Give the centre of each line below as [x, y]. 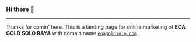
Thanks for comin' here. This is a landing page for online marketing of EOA [96, 27]
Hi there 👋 [20, 9]
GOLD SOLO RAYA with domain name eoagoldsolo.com [71, 33]
